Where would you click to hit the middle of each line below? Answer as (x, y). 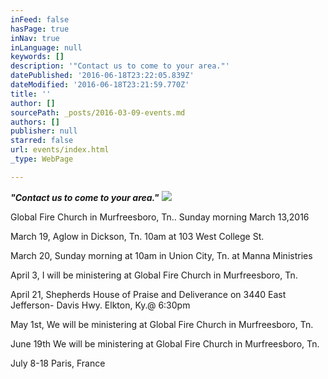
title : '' (31, 94)
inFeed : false (40, 19)
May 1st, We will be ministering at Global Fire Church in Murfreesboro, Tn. (162, 324)
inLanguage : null (46, 47)
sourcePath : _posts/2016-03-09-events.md (98, 112)
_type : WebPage (42, 159)
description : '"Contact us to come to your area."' (120, 66)
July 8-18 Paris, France (58, 363)
